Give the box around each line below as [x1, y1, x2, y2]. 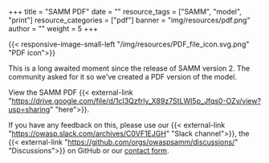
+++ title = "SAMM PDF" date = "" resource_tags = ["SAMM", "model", [8, 7, 243, 16]
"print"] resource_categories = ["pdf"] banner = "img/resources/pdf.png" [8, 15, 251, 25]
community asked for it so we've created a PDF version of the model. [8, 72, 237, 81]
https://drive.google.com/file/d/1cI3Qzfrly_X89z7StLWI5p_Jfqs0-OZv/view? [11, 96, 262, 105]
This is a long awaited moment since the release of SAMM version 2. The [8, 63, 251, 73]
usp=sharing [8, 104, 51, 114]
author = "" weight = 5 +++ [8, 24, 99, 33]
